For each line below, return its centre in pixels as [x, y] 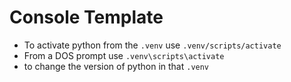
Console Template [86, 17]
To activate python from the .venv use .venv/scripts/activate [152, 45]
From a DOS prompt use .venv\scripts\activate [124, 55]
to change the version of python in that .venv [116, 66]
